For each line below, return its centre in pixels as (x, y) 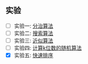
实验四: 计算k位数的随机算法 (48, 48)
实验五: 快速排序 (33, 55)
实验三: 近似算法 (33, 41)
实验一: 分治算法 (33, 26)
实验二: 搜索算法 (33, 33)
